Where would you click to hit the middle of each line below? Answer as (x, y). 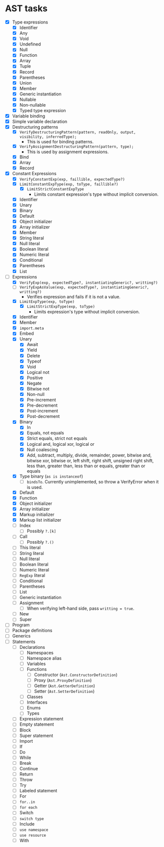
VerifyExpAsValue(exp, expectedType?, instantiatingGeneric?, (84, 287)
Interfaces (37, 702)
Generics (21, 636)
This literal (30, 548)
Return (26, 774)
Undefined (30, 44)
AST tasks (26, 9)
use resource (33, 835)
